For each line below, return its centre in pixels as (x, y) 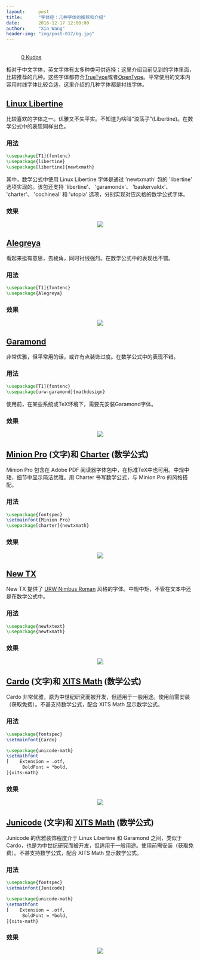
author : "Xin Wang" (36, 28)
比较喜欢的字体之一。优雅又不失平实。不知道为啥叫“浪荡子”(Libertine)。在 (97, 119)
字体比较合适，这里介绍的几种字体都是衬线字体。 (87, 85)
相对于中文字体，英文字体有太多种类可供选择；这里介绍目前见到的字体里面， (100, 70)
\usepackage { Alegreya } (34, 293)
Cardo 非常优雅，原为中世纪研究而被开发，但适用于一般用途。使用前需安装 (98, 697)
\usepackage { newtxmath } (36, 632)
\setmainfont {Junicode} (36, 888)
